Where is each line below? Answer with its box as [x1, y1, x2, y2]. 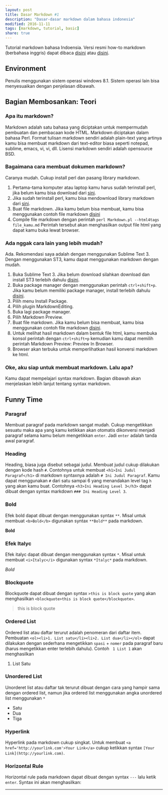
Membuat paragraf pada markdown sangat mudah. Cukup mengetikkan [5, 422, 152, 428]
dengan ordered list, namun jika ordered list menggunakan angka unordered [5, 690, 162, 696]
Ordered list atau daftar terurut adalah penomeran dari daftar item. [5, 629, 141, 635]
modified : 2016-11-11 [5, 21, 50, 27]
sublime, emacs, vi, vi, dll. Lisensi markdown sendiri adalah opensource [5, 145, 153, 151]
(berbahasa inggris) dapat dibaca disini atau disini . [5, 50, 109, 56]
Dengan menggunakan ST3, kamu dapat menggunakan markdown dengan [5, 257, 159, 263]
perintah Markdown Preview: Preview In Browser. [12, 341, 114, 347]
